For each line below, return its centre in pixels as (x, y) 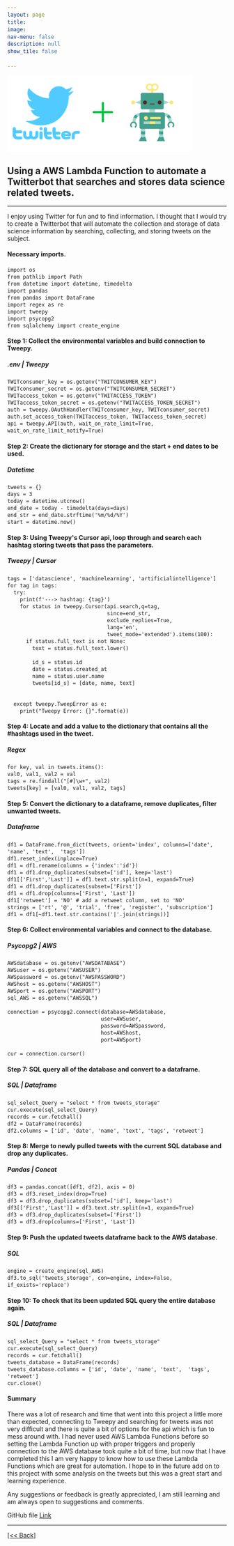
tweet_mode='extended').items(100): (160, 634)
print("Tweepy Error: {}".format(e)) (75, 711)
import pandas (28, 291)
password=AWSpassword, (134, 1026)
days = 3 (20, 495)
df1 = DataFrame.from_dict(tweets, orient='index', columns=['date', (110, 844)
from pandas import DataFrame (51, 297)
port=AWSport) (121, 1040)
